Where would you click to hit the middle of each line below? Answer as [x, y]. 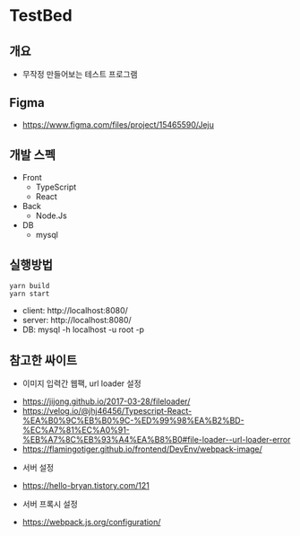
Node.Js [51, 215]
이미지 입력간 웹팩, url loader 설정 [81, 383]
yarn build [30, 286]
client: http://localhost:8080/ [75, 311]
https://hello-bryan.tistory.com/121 [86, 486]
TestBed [41, 16]
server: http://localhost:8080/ [77, 321]
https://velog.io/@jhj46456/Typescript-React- [107, 411]
